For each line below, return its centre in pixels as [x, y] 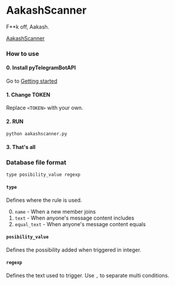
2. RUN [15, 121]
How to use [23, 53]
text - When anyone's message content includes [74, 218]
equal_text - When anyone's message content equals [80, 224]
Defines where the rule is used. [44, 200]
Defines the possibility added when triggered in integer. [74, 249]
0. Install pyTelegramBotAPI [41, 68]
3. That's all [21, 147]
